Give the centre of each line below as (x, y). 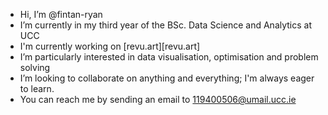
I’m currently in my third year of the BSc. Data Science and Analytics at (166, 25)
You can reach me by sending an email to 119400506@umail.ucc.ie (158, 99)
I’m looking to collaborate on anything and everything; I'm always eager (167, 78)
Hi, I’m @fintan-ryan (61, 14)
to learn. (37, 88)
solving (35, 67)
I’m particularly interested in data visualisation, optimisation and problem (169, 57)
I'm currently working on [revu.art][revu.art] (110, 46)
